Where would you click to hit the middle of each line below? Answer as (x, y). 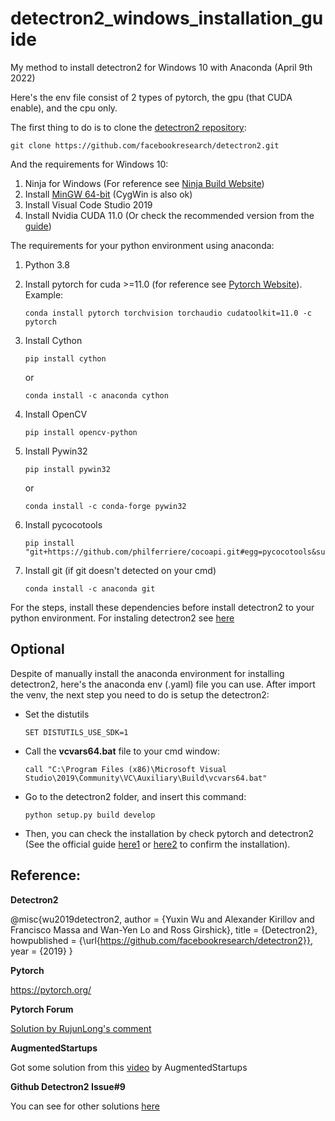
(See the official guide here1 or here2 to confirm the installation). (157, 844)
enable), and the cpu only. (64, 108)
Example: (44, 294)
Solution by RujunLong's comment (81, 1028)
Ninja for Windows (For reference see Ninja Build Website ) (144, 183)
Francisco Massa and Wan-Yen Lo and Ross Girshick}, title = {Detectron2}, (164, 929)
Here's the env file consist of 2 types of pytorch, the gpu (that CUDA (151, 97)
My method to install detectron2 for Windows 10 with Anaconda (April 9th (161, 67)
